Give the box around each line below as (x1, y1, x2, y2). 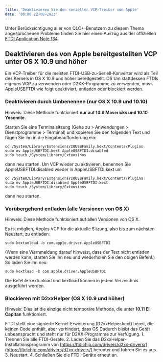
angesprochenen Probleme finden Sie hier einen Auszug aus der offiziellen (5, 30, 157, 36)
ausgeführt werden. (5, 283, 45, 289)
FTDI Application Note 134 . (5, 35, 59, 42)
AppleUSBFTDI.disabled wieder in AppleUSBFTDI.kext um (5, 166, 122, 172)
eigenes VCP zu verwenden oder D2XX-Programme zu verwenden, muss (5, 81, 153, 87)
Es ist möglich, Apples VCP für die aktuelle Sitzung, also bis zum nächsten (5, 226, 155, 232)
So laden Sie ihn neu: (5, 259, 48, 265)
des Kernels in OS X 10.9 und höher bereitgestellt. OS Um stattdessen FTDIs (5, 75, 159, 81)
